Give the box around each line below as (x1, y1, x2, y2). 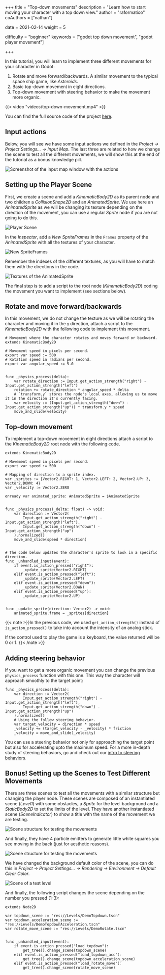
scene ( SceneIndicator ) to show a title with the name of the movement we (5, 811, 155, 817)
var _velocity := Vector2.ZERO (5, 485, 69, 490)
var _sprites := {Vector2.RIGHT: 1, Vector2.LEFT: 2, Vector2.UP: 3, (5, 477, 151, 482)
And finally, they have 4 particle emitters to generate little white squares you (5, 835, 160, 841)
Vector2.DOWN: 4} (5, 481, 41, 486)
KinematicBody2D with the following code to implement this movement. (5, 326, 151, 332)
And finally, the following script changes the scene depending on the (5, 889, 145, 895)
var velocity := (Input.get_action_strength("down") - (14, 400, 129, 405)
